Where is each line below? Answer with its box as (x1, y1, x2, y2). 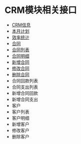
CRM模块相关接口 (4, 4, 77, 16)
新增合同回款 (11, 90, 38, 96)
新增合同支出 (11, 96, 38, 102)
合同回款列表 (11, 77, 38, 83)
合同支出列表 (11, 84, 38, 90)
